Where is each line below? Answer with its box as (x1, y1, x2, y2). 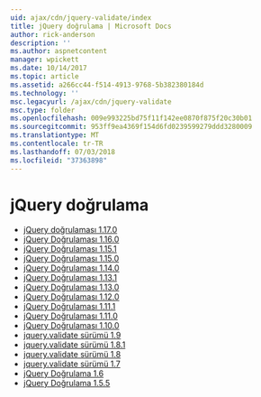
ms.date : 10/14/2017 (10, 64, 88, 73)
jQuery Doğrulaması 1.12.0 (22, 291, 120, 302)
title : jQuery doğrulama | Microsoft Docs (10, 22, 172, 31)
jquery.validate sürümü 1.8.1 (22, 339, 126, 350)
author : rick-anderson (10, 30, 95, 39)
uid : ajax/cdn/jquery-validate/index (10, 13, 152, 23)
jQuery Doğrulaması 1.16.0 (22, 234, 120, 245)
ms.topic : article (10, 72, 79, 81)
